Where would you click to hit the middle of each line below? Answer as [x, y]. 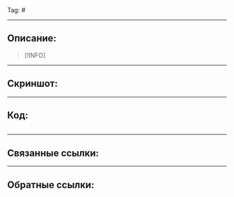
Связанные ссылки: [53, 153]
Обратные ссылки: [51, 185]
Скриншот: [32, 84]
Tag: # [16, 10]
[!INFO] [35, 55]
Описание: [32, 39]
